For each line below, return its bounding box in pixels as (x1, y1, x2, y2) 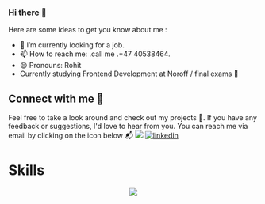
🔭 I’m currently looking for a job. (19, 40, 125, 50)
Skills (8, 161, 45, 179)
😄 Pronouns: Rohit (19, 61, 82, 70)
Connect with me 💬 (8, 92, 104, 105)
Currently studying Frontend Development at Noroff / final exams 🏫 (19, 69, 239, 78)
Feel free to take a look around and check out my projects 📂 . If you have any (8, 113, 258, 123)
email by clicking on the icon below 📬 (8, 130, 133, 141)
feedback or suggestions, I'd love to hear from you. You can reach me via (8, 122, 248, 131)
